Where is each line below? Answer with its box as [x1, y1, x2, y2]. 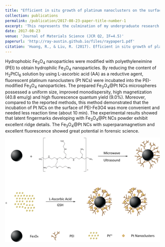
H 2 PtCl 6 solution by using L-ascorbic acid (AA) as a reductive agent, [5, 71, 144, 78]
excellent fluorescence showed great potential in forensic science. [5, 128, 139, 134]
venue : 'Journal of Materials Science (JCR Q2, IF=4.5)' [5, 34, 124, 39]
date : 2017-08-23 [5, 28, 41, 34]
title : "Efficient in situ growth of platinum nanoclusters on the [5, 8, 146, 13]
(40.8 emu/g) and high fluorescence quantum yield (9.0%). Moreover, [5, 94, 146, 100]
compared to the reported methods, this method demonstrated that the [5, 99, 149, 105]
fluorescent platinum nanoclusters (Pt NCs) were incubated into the [5, 78, 141, 83]
